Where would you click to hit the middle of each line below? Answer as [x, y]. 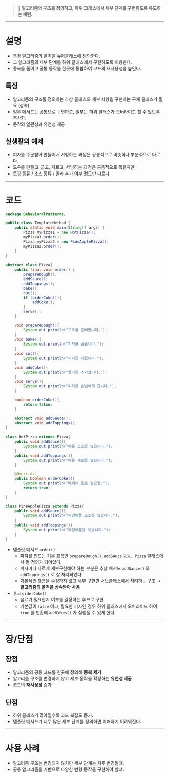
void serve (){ [29, 382]
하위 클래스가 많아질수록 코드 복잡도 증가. [53, 715]
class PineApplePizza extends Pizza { [45, 506]
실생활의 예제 [24, 142]
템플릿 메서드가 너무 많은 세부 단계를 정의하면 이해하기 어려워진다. [77, 722]
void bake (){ [28, 339]
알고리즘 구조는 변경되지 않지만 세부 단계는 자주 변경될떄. [68, 763]
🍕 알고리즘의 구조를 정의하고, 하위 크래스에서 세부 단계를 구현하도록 [83, 8]
